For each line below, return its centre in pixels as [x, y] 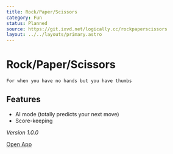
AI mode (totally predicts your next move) [67, 114]
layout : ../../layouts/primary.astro [54, 35]
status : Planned [27, 23]
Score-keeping [34, 121]
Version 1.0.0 [23, 132]
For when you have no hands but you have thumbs [69, 81]
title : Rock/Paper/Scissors [42, 12]
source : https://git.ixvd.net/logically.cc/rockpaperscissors [87, 29]
